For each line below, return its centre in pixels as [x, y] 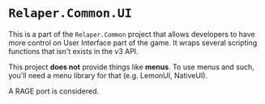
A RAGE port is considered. [54, 91]
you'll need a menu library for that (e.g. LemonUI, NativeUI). [108, 75]
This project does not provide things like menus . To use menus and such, [132, 67]
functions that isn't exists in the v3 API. [74, 51]
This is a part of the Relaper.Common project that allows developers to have [132, 34]
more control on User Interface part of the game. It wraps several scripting [133, 43]
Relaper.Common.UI [70, 13]
